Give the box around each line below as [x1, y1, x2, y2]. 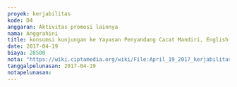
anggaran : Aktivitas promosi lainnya [7, 23, 119, 30]
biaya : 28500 [7, 50, 46, 57]
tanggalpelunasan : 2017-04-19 [7, 62, 97, 69]
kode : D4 [7, 17, 33, 24]
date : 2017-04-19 [7, 43, 59, 50]
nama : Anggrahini [7, 29, 59, 37]
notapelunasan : [7, 69, 52, 76]
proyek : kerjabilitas [7, 10, 71, 18]
